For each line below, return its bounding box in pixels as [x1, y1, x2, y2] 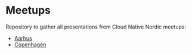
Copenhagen [14, 41, 47, 48]
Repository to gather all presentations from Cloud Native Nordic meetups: [5, 23, 186, 30]
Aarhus [14, 34, 32, 42]
